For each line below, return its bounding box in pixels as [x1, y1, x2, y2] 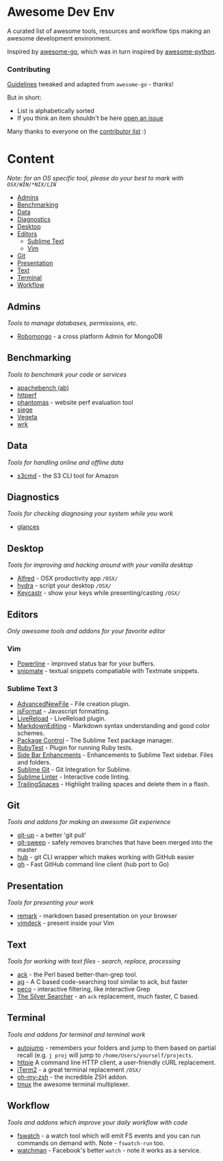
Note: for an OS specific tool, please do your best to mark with [7, 174, 184, 183]
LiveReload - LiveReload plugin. [16, 714, 107, 723]
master [16, 845, 38, 854]
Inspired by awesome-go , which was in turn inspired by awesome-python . [7, 47, 217, 56]
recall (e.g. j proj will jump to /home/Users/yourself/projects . [16, 1051, 194, 1059]
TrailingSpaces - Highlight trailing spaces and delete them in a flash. [16, 779, 210, 788]
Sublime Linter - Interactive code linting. [16, 773, 130, 781]
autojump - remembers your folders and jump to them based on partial [16, 1044, 216, 1052]
